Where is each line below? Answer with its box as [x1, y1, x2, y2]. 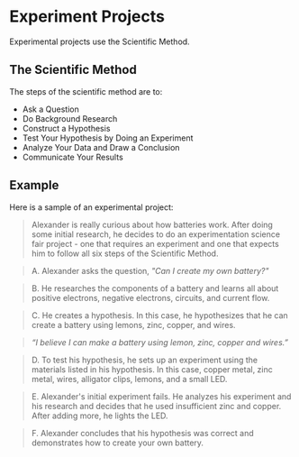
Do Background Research [22, 113, 118, 123]
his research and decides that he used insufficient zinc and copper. [31, 400, 282, 411]
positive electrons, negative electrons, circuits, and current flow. [31, 292, 270, 303]
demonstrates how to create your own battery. [31, 437, 204, 448]
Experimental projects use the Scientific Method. [9, 36, 191, 47]
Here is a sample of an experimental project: [9, 201, 174, 213]
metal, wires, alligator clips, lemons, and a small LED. [31, 373, 228, 384]
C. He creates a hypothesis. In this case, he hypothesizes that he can [31, 309, 288, 321]
